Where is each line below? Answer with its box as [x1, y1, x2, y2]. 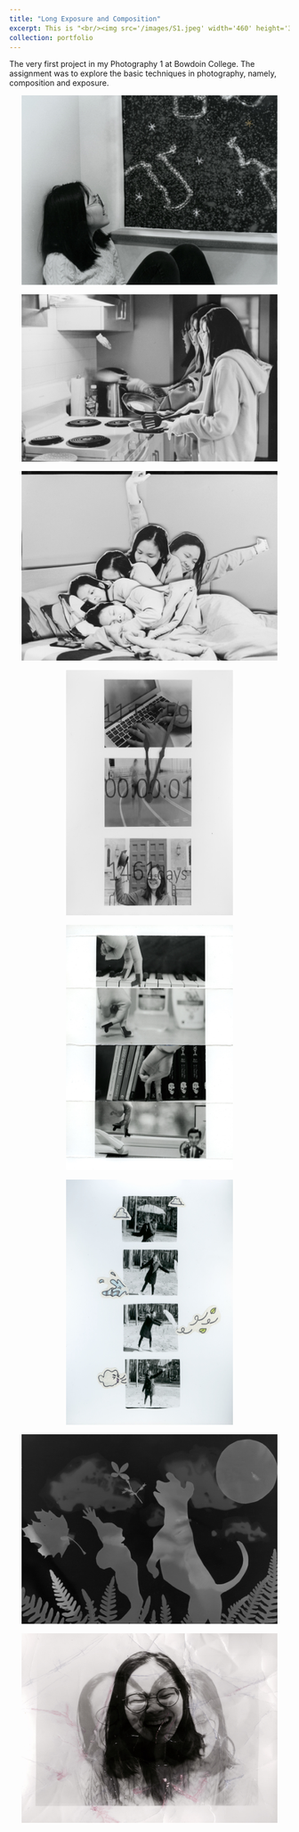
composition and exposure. [9, 78, 109, 88]
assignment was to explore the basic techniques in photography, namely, [9, 68, 278, 79]
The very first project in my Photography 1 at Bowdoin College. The [9, 59, 255, 70]
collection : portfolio [9, 33, 93, 42]
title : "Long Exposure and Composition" [9, 14, 162, 23]
